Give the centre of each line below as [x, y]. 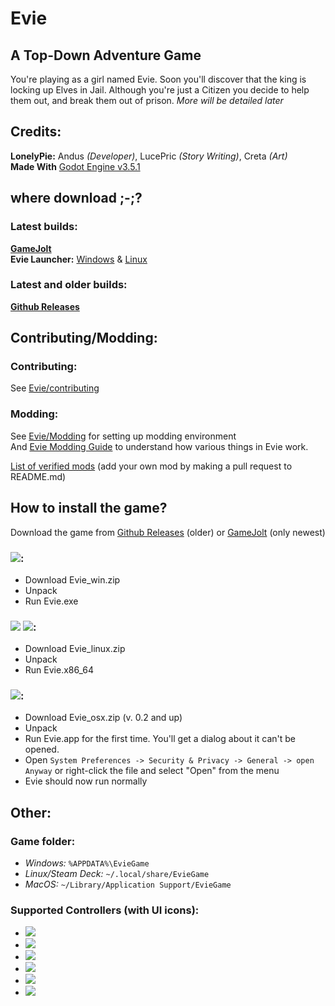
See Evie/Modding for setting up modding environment [123, 436]
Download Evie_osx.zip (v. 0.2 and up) [103, 718]
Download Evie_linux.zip [75, 649]
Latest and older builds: [69, 285]
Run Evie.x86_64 [59, 670]
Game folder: [43, 841]
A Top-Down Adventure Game [106, 55]
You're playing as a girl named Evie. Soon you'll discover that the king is [158, 79]
